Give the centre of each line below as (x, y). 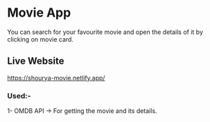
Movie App (39, 13)
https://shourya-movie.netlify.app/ (56, 78)
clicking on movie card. (41, 39)
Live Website (36, 61)
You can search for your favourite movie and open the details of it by (105, 32)
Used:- (19, 96)
